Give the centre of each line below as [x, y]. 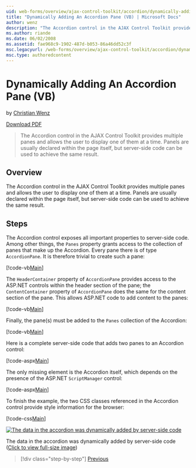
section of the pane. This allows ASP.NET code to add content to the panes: [97, 298]
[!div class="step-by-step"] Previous [64, 459]
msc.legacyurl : [24, 50]
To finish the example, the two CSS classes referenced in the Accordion [92, 401]
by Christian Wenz [28, 112]
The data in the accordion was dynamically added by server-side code [91, 441]
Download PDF [24, 124]
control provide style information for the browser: [65, 407]
